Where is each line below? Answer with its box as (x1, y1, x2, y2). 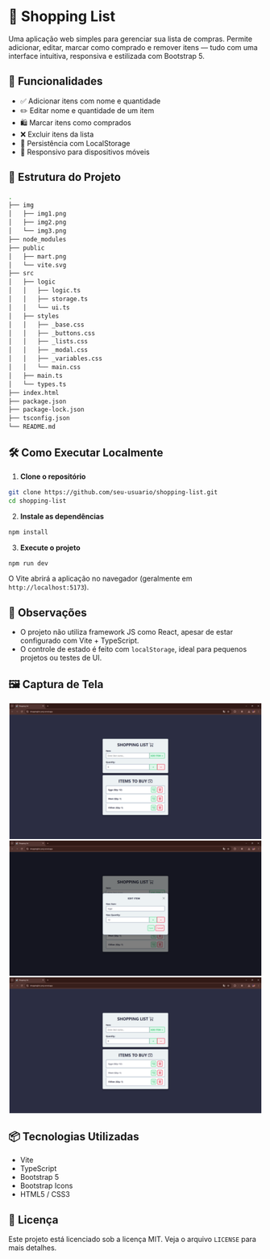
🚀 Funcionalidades (8, 74, 103, 88)
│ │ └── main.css (8, 363, 81, 371)
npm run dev (8, 559, 48, 568)
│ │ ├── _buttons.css (8, 329, 95, 338)
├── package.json (8, 397, 67, 405)
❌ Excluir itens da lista (19, 129, 94, 139)
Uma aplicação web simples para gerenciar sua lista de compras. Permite (8, 34, 252, 44)
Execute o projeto (19, 543, 81, 552)
